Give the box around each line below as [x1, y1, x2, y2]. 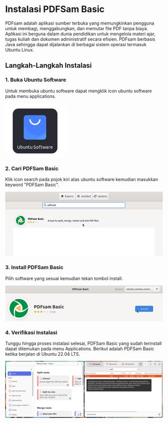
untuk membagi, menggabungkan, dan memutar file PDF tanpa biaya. [5, 25, 148, 31]
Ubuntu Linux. [5, 47, 34, 53]
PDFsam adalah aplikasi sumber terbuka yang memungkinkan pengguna [5, 20, 154, 26]
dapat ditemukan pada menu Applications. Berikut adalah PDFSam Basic [5, 346, 154, 352]
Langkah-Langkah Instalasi [5, 61, 92, 70]
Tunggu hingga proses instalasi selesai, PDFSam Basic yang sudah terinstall [5, 340, 162, 347]
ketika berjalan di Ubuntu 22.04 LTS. [5, 351, 80, 357]
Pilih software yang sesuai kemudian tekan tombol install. [5, 275, 123, 281]
